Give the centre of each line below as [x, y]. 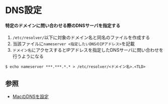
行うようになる [28, 56]
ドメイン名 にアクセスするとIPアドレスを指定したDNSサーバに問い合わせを [88, 50]
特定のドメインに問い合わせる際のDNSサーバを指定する [63, 25]
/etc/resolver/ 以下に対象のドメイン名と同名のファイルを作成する [81, 38]
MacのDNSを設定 [30, 96]
